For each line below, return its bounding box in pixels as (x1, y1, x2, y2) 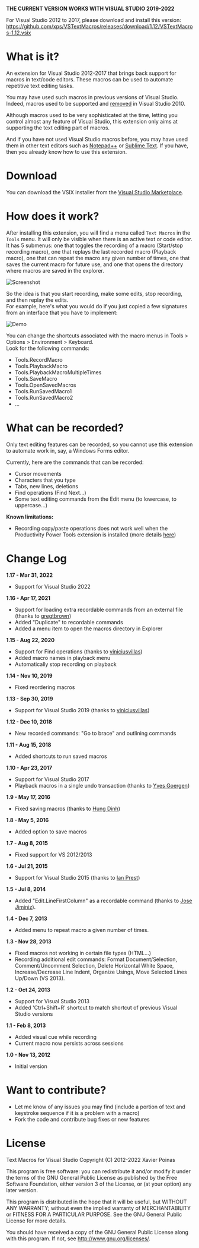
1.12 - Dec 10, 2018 (6, 718, 52, 725)
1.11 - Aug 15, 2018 (6, 741, 52, 748)
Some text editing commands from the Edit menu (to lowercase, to (14, 495, 176, 503)
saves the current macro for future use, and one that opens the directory (6, 261, 184, 268)
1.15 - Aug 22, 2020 (6, 636, 55, 643)
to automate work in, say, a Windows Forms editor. (6, 447, 130, 454)
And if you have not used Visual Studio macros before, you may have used (6, 135, 188, 143)
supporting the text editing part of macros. (6, 124, 110, 131)
